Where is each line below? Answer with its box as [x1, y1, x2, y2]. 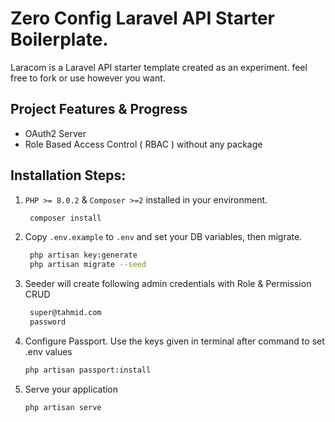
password [29, 317, 67, 327]
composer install [29, 213, 102, 223]
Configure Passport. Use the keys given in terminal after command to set [24, 335, 325, 347]
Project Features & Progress [10, 101, 188, 118]
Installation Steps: [10, 167, 127, 184]
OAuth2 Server [24, 127, 87, 139]
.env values [24, 345, 73, 357]
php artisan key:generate [29, 250, 138, 261]
